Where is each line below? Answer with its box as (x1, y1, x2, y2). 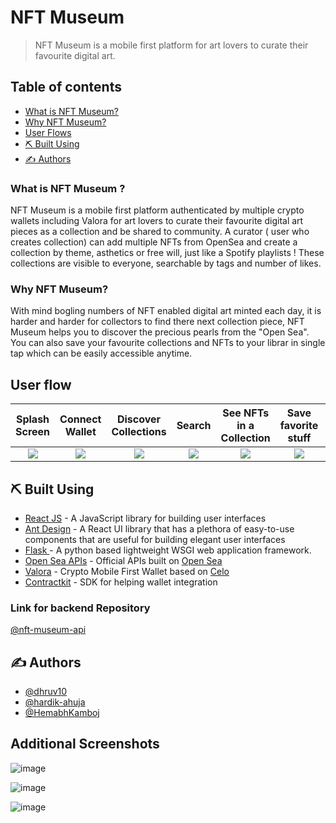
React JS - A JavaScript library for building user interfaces (24, 512, 267, 524)
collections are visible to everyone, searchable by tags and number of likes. (10, 257, 322, 270)
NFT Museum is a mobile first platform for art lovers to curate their (34, 39, 309, 51)
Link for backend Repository (10, 601, 151, 615)
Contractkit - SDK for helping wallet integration (24, 576, 218, 588)
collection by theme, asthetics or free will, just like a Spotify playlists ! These (10, 247, 325, 259)
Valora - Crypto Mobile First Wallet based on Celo (24, 565, 230, 577)
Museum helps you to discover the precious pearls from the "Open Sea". (10, 326, 310, 338)
